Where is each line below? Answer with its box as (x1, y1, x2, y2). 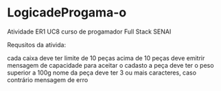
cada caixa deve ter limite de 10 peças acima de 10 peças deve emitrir (7, 53, 205, 62)
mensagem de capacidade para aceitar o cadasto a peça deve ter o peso (7, 61, 214, 69)
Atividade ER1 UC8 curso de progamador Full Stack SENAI (7, 27, 172, 36)
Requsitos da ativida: (7, 40, 67, 49)
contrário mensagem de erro (7, 75, 89, 83)
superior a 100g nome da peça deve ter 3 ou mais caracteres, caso (7, 68, 197, 77)
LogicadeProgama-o (7, 5, 127, 21)
